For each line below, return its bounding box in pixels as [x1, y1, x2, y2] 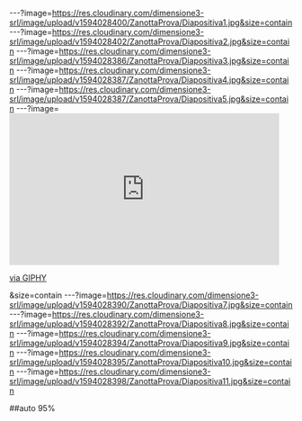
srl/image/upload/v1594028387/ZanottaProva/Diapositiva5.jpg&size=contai [9, 94, 289, 104]
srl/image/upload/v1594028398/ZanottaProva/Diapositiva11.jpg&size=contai [9, 376, 291, 386]
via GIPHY [9, 273, 48, 282]
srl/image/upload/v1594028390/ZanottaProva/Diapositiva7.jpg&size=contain [9, 300, 294, 309]
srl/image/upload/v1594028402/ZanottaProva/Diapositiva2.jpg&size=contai [9, 36, 290, 47]
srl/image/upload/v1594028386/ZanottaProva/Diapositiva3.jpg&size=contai [9, 56, 289, 66]
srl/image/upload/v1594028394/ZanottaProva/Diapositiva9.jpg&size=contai [9, 337, 290, 348]
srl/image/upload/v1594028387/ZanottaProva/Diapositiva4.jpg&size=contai [9, 75, 289, 85]
